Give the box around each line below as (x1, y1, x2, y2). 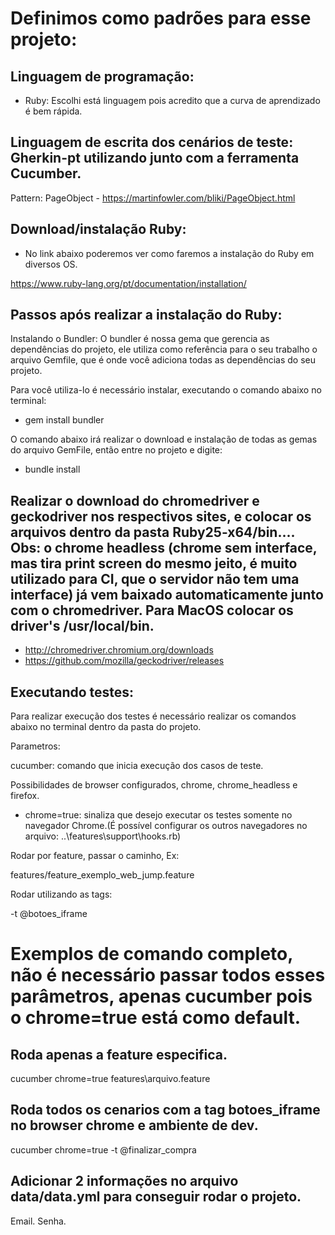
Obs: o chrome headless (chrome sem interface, (10, 539, 318, 556)
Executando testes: (10, 683, 135, 701)
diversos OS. (24, 258, 78, 270)
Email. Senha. (10, 1215, 67, 1227)
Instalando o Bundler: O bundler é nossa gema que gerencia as (10, 333, 270, 345)
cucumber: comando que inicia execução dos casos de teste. (10, 760, 264, 772)
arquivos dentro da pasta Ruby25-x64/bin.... (10, 523, 295, 541)
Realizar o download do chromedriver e (10, 492, 260, 509)
